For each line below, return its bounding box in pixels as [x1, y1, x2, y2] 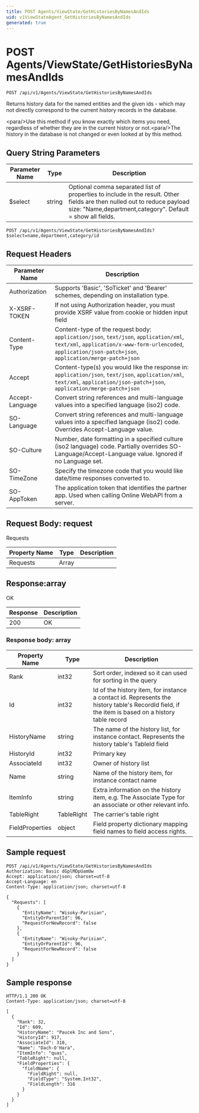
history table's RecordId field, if [92, 700, 180, 708]
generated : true [6, 20, 46, 25]
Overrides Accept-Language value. [54, 425, 154, 433]
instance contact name [92, 776, 157, 784]
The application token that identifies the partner [54, 483, 188, 492]
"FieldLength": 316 [27, 1082, 76, 1088]
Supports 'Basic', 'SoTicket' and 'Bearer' [54, 284, 168, 292]
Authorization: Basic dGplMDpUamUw [6, 868, 94, 874]
